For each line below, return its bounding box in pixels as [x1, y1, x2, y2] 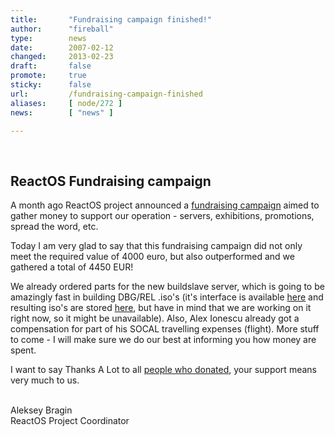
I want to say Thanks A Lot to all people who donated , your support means [10, 364, 317, 376]
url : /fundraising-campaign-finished [10, 89, 203, 99]
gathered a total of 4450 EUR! [10, 261, 134, 273]
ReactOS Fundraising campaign [10, 172, 212, 190]
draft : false [10, 61, 92, 71]
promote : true [10, 71, 87, 81]
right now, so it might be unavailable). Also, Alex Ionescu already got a [10, 312, 300, 325]
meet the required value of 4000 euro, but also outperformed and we [10, 251, 295, 263]
